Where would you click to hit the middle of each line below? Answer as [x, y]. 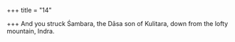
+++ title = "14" [29, 10]
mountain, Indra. [31, 31]
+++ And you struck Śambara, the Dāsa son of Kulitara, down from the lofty [117, 23]
